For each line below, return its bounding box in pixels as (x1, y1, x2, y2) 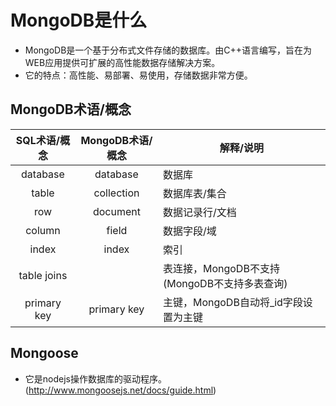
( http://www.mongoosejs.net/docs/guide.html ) (24, 384, 217, 396)
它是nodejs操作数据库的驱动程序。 (24, 372, 167, 385)
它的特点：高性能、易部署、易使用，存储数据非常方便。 (24, 69, 253, 81)
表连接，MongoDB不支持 (162, 261, 280, 275)
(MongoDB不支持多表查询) (162, 276, 288, 290)
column (25, 223, 61, 237)
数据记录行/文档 (162, 205, 237, 219)
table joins (18, 268, 68, 282)
